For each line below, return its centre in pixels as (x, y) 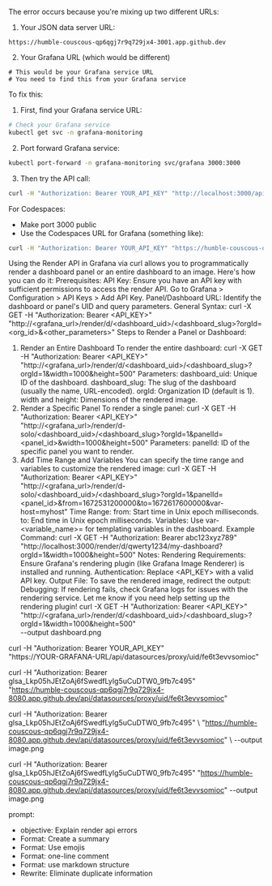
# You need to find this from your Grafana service (97, 80)
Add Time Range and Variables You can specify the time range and (132, 460)
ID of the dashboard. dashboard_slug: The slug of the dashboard (128, 383)
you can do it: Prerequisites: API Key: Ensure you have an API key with (125, 281)
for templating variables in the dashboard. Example (170, 529)
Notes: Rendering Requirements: (192, 555)
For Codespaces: (37, 209)
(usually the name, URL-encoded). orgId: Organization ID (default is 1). (137, 391)
